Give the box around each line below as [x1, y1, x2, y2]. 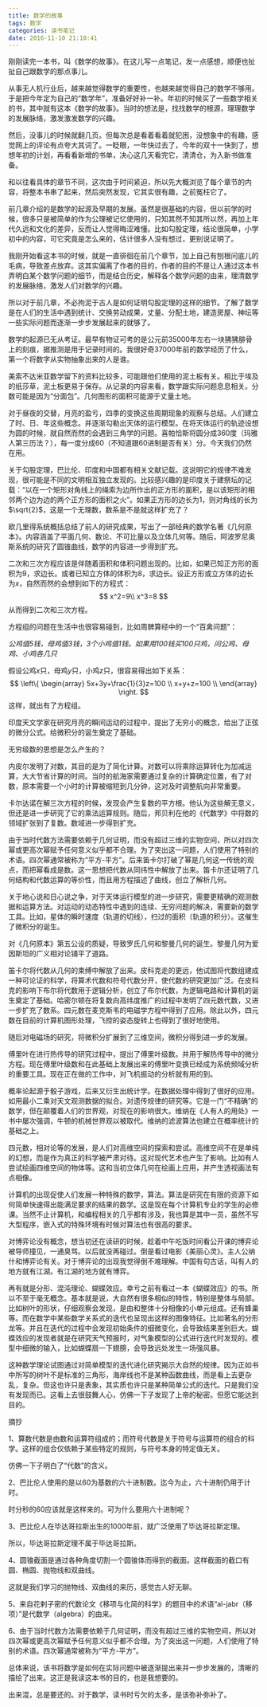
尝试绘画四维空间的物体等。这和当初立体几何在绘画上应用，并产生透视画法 [8, 1163, 252, 1172]
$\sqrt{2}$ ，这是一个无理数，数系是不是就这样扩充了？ [8, 505, 189, 515]
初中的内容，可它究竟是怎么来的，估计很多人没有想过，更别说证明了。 [8, 234, 238, 244]
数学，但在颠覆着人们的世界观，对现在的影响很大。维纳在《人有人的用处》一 [8, 1106, 259, 1116]
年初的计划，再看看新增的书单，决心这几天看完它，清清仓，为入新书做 [14, 151, 245, 160]
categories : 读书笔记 [8, 26, 75, 34]
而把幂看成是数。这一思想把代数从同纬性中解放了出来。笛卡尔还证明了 [21, 865, 252, 875]
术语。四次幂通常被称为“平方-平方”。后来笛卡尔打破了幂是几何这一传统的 [8, 855, 248, 865]
